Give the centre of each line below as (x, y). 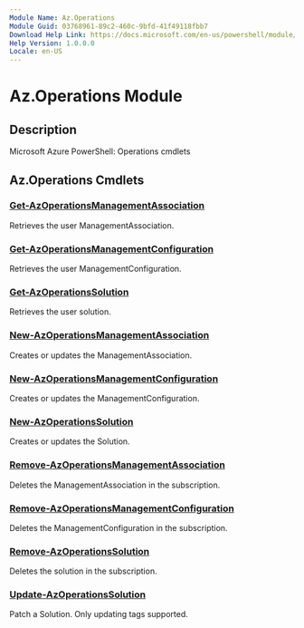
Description (43, 129)
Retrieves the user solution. (60, 312)
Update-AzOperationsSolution (78, 594)
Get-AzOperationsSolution (69, 293)
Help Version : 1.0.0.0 (52, 43)
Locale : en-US (36, 52)
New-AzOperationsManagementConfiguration (114, 379)
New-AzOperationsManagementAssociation (109, 335)
